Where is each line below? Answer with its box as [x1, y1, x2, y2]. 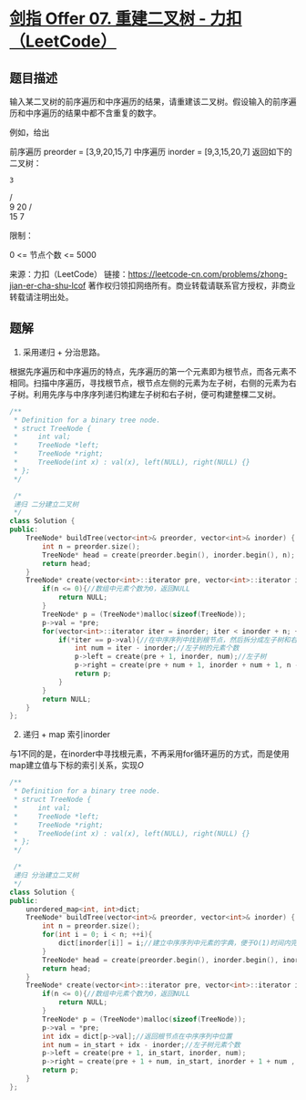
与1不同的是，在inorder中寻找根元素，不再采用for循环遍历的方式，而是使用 [9, 748, 290, 759]
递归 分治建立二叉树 [13, 871, 79, 880]
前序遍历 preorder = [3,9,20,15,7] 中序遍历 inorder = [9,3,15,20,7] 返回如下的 [9, 147, 293, 157]
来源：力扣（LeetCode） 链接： [9, 269, 129, 279]
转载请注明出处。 [9, 292, 74, 302]
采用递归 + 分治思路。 [22, 346, 105, 357]
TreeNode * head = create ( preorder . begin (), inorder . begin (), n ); [42, 550, 296, 560]
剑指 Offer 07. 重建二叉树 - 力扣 [9, 8, 243, 29]
